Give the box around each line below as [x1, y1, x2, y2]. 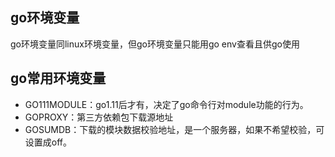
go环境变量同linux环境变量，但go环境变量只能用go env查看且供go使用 [10, 38, 300, 50]
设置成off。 [24, 136, 73, 148]
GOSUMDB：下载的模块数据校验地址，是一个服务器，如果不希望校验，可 [24, 123, 325, 135]
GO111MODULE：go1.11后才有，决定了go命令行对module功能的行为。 [24, 98, 309, 110]
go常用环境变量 [10, 70, 107, 87]
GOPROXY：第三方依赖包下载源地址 [24, 111, 174, 123]
